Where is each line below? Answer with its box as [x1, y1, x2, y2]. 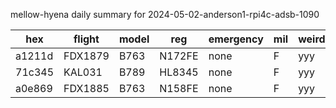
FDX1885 [63, 82, 110, 95]
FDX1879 [63, 49, 110, 63]
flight [73, 32, 100, 46]
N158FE [159, 82, 199, 95]
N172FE [159, 49, 199, 63]
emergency [208, 32, 264, 46]
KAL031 [63, 65, 103, 79]
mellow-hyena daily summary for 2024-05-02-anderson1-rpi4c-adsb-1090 [10, 9, 320, 20]
